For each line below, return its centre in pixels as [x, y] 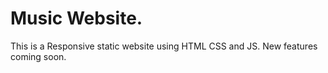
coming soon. [38, 56]
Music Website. [76, 18]
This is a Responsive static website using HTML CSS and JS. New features [164, 46]
